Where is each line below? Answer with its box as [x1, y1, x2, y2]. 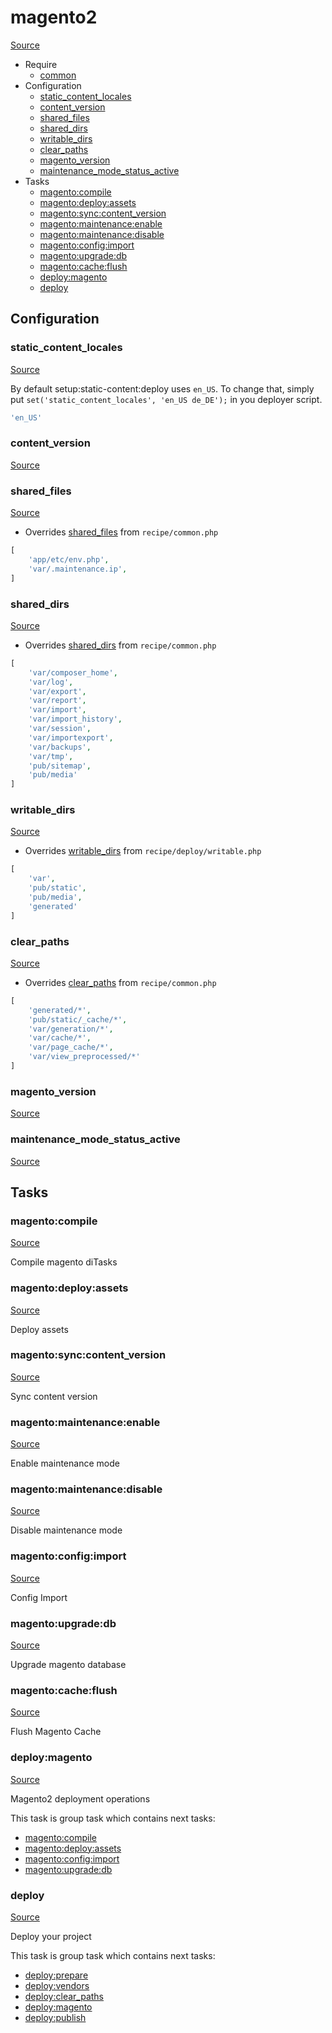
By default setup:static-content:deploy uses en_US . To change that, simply [10, 382, 315, 395]
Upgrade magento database [10, 1659, 127, 1671]
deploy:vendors [24, 1979, 90, 1991]
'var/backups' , [28, 742, 92, 752]
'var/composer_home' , [28, 667, 118, 678]
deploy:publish [24, 2011, 87, 2023]
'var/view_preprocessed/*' [28, 1052, 141, 1062]
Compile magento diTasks [10, 1256, 118, 1268]
